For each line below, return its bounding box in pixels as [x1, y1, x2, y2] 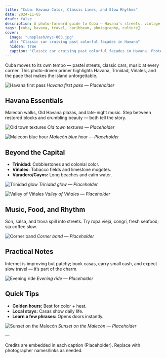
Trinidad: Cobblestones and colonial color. [12, 161, 100, 167]
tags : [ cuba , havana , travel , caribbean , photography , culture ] [5, 26, 140, 31]
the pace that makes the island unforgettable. [5, 73, 98, 79]
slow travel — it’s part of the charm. [5, 266, 78, 272]
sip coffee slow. [5, 223, 37, 230]
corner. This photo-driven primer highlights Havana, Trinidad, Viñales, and [5, 67, 156, 73]
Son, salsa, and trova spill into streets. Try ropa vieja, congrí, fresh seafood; [5, 218, 159, 224]
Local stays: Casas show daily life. [12, 308, 83, 314]
